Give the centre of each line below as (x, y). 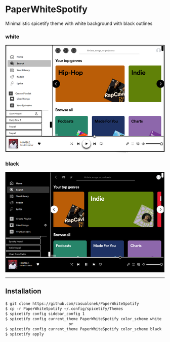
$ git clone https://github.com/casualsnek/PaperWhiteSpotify (72, 303)
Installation (23, 291)
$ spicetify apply (25, 334)
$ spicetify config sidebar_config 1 (45, 314)
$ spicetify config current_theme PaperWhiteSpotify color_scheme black (83, 329)
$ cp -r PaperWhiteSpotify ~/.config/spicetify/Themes (64, 308)
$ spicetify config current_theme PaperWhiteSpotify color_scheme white (83, 319)
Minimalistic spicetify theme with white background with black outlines (79, 23)
